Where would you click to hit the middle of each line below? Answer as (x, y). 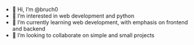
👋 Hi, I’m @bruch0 (35, 9)
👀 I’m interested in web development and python (73, 16)
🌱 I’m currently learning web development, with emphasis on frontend (100, 22)
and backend (29, 29)
